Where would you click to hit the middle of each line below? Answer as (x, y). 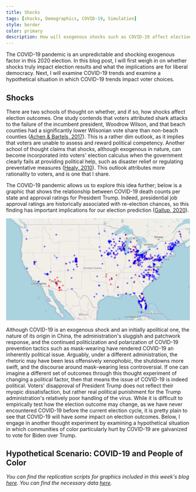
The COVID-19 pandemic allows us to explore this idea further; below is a (94, 185)
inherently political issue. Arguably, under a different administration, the (92, 355)
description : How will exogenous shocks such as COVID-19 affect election (99, 37)
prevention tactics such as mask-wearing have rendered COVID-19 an (90, 348)
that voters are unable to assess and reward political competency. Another (95, 143)
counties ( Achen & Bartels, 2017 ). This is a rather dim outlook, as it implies (95, 136)
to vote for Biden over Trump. (41, 435)
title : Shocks (23, 12)
